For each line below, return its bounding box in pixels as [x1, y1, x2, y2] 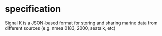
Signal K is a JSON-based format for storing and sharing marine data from [5, 20, 158, 26]
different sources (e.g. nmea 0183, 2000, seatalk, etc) [5, 25, 116, 31]
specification [5, 3, 61, 15]
